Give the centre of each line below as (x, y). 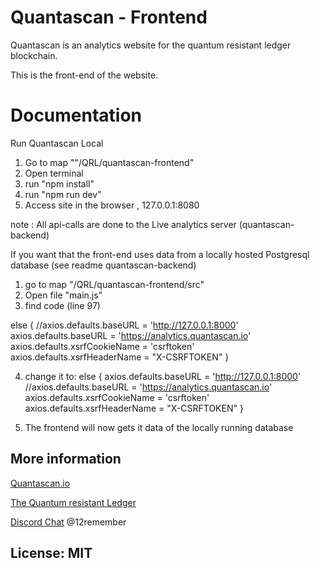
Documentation (76, 115)
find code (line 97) (62, 305)
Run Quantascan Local (57, 143)
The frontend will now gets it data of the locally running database (159, 427)
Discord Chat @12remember (68, 522)
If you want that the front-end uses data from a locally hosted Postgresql (160, 254)
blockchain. (34, 55)
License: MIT (51, 553)
